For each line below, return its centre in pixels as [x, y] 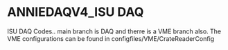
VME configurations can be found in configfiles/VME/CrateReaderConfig [111, 38]
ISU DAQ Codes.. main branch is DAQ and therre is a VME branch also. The [114, 31]
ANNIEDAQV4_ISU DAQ [76, 12]
